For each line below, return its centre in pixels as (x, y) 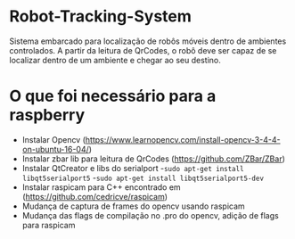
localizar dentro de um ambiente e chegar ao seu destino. (115, 60)
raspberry (47, 115)
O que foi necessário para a (113, 96)
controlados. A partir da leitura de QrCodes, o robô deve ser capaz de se (143, 50)
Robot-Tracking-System (100, 16)
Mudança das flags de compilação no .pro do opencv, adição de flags (150, 215)
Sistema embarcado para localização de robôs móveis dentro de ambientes (148, 41)
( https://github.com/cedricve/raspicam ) (94, 196)
